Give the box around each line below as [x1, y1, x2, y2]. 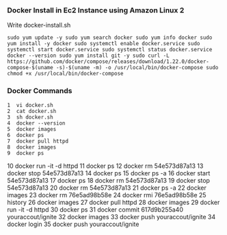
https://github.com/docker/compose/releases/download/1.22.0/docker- [7, 58, 210, 65]
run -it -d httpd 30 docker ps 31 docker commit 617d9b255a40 [7, 205, 183, 214]
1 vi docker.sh [7, 101, 53, 108]
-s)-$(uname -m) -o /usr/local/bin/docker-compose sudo [55, 64, 219, 71]
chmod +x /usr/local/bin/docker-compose [7, 71, 124, 77]
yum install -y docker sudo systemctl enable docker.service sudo [7, 40, 200, 47]
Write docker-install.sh [7, 21, 71, 29]
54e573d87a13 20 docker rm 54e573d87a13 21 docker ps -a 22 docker [7, 184, 207, 192]
